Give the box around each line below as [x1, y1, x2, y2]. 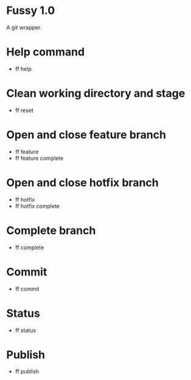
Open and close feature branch [6, 128, 166, 142]
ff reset [15, 106, 33, 114]
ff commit [15, 285, 40, 292]
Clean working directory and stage [6, 86, 186, 100]
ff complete [15, 244, 44, 251]
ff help [15, 65, 32, 72]
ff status [15, 326, 36, 334]
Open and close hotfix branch [6, 176, 159, 189]
